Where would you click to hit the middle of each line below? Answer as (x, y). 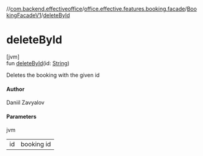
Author (16, 89)
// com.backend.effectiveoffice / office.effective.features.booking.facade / (97, 9)
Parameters (21, 116)
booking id (36, 144)
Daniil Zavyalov (25, 102)
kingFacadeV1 (24, 15)
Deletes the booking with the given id (53, 75)
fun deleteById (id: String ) (38, 63)
